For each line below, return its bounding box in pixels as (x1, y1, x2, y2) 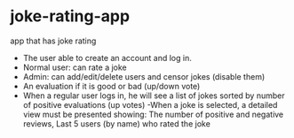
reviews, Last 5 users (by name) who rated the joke (22, 118, 211, 129)
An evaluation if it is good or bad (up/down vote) (22, 80, 201, 91)
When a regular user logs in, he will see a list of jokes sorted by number (22, 90, 285, 101)
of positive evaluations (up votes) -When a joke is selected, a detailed (22, 99, 278, 110)
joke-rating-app (10, 6, 131, 27)
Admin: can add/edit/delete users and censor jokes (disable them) (22, 71, 266, 81)
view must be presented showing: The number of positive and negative (22, 109, 284, 119)
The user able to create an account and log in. (22, 52, 192, 63)
